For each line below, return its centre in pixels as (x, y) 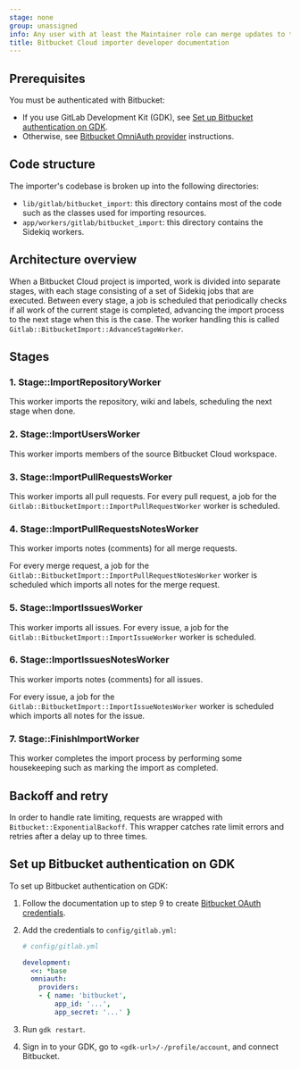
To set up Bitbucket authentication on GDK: (88, 886)
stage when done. (42, 411)
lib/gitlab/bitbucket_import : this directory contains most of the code (152, 203)
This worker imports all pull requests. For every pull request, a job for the (143, 496)
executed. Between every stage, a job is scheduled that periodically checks (148, 300)
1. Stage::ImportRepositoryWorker (85, 382)
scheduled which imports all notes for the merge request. (115, 585)
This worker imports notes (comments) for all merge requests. (124, 548)
